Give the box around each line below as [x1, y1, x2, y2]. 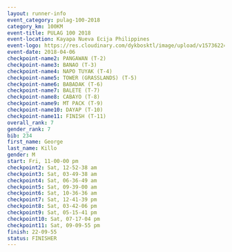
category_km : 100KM [7, 23, 64, 30]
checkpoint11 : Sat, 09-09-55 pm [7, 222, 100, 229]
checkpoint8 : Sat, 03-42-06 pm [7, 203, 97, 210]
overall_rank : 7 [7, 119, 54, 126]
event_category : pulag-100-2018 [7, 17, 100, 23]
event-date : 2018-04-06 [7, 49, 76, 56]
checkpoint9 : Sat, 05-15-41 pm [7, 209, 97, 216]
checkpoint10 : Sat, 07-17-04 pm [7, 215, 100, 222]
